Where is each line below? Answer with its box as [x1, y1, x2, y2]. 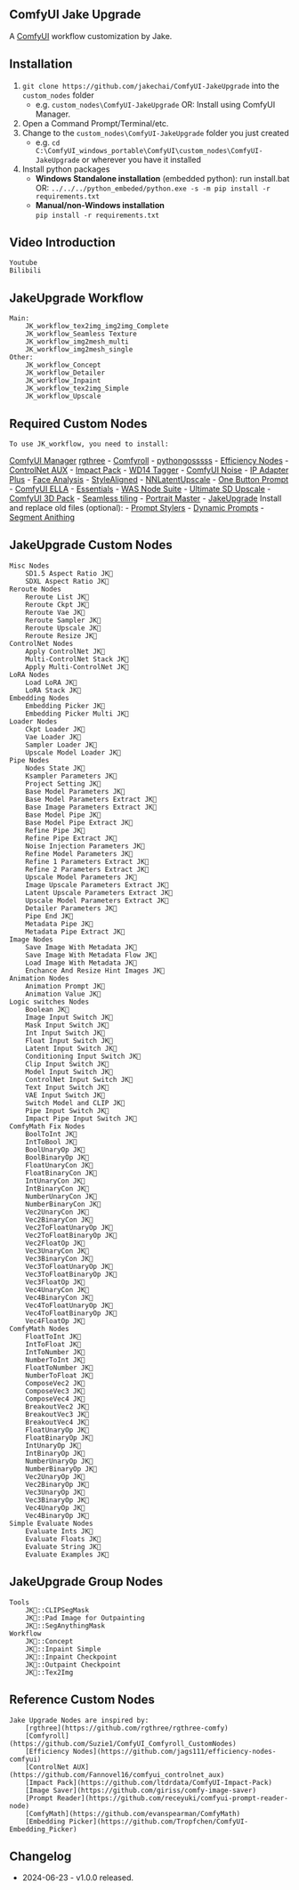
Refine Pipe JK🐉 [25, 826, 86, 835]
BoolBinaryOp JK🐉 [25, 1152, 90, 1162]
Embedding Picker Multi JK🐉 [25, 709, 129, 718]
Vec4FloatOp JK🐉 [25, 1316, 86, 1325]
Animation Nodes [9, 973, 69, 982]
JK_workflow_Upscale [25, 392, 101, 401]
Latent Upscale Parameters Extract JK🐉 [25, 888, 174, 897]
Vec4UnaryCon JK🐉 [25, 1285, 90, 1294]
